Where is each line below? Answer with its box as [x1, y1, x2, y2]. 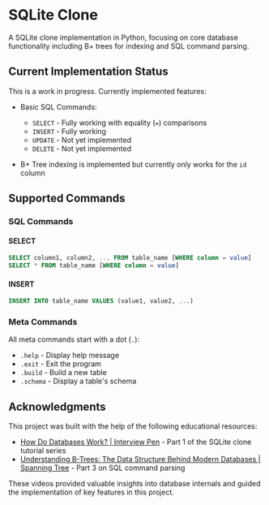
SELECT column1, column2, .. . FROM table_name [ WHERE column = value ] [8, 254, 252, 262]
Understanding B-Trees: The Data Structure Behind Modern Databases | [19, 455, 261, 464]
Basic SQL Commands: [19, 101, 97, 111]
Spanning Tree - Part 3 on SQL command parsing [19, 463, 186, 473]
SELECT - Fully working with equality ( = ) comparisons [32, 118, 207, 127]
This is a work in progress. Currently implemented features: [8, 86, 207, 96]
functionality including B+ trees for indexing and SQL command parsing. [8, 41, 250, 50]
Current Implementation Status [8, 65, 169, 79]
